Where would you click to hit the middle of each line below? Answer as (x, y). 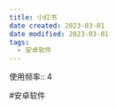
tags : (19, 42)
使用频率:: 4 (31, 77)
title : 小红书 (33, 17)
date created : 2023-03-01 (57, 26)
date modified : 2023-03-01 (59, 34)
